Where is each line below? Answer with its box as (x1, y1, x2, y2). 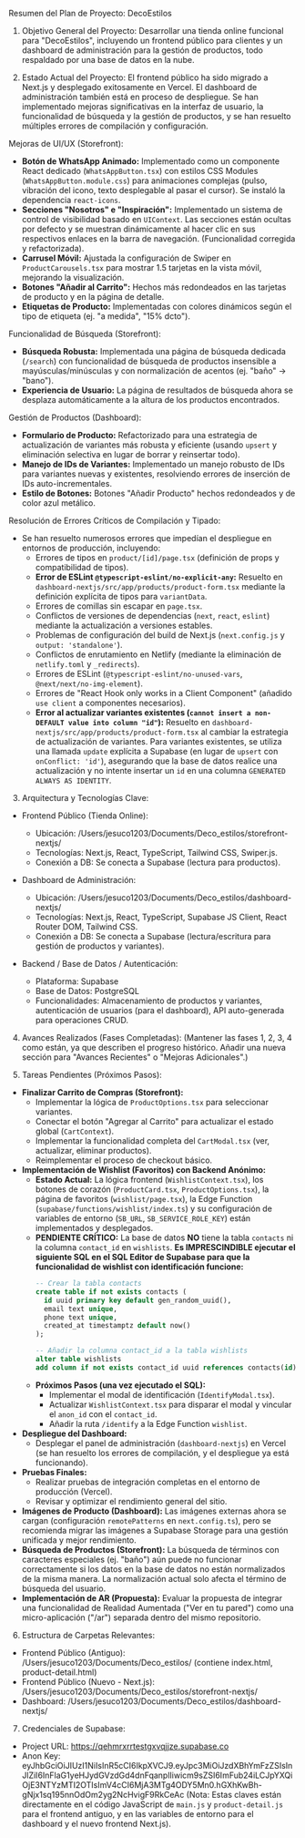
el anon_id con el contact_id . (48, 1408, 158, 1420)
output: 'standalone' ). (35, 640, 123, 650)
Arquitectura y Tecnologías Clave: (21, 793, 149, 803)
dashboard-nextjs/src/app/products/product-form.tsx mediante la (35, 581, 286, 591)
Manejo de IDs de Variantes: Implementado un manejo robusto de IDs (21, 459, 286, 469)
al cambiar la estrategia (200, 726, 289, 737)
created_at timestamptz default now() (43, 1321, 191, 1330)
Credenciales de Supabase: (21, 1722, 127, 1734)
